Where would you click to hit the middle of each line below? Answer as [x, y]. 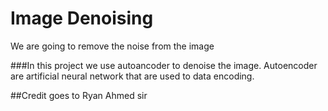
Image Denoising [82, 18]
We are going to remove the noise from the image [112, 46]
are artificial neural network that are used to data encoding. [132, 76]
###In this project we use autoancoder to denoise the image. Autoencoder [164, 65]
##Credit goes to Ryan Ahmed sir [79, 95]
